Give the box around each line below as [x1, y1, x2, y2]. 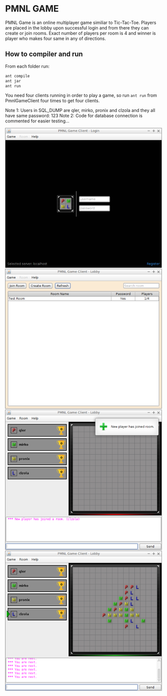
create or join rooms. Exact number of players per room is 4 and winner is [5, 30, 156, 36]
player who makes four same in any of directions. [5, 35, 106, 41]
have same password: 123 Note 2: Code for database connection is [5, 112, 143, 118]
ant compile [5, 73, 30, 78]
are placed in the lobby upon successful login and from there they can [5, 24, 149, 30]
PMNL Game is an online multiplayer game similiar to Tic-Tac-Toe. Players [5, 19, 157, 25]
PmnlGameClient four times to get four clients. [5, 97, 100, 103]
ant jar [5, 78, 21, 83]
